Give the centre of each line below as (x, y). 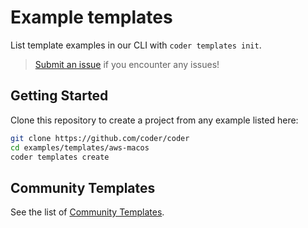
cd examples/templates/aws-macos (80, 147)
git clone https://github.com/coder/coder (100, 138)
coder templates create (60, 157)
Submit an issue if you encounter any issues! (127, 64)
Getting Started (59, 96)
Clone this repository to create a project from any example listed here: (154, 120)
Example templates (91, 17)
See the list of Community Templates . (87, 212)
